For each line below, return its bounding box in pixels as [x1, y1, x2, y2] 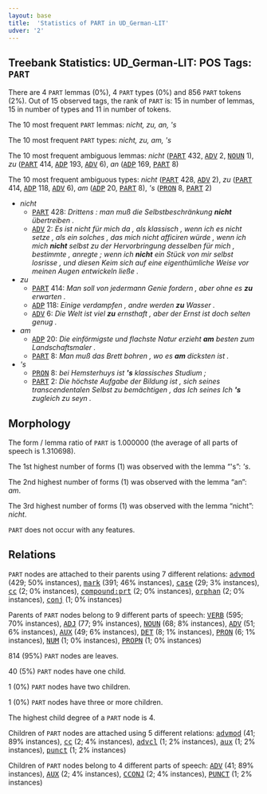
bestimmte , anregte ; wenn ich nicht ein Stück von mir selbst [31, 250, 234, 259]
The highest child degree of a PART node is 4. [8, 713, 155, 722]
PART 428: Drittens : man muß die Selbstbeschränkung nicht [31, 207, 233, 217]
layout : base [8, 11, 52, 20]
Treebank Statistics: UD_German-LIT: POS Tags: [8, 56, 253, 69]
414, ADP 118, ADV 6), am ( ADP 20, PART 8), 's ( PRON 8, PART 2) [8, 183, 213, 193]
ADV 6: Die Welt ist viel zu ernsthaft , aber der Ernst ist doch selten [31, 309, 251, 319]
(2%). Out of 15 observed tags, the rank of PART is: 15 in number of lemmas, [8, 96, 255, 106]
